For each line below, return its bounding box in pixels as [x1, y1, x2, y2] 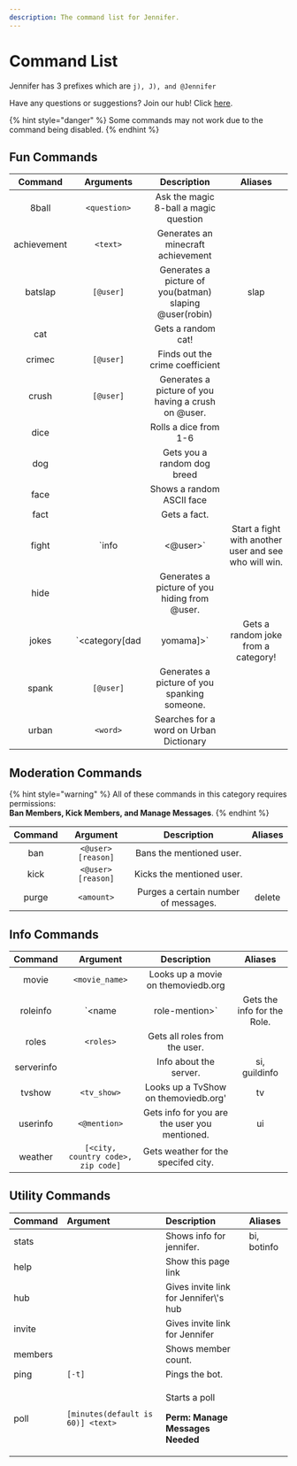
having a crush [154, 396, 217, 408]
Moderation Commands [9, 765, 142, 780]
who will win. [229, 556, 283, 568]
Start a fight [231, 523, 281, 536]
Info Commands [9, 927, 99, 942]
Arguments [83, 176, 133, 189]
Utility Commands [9, 1188, 110, 1204]
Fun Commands [9, 150, 98, 165]
